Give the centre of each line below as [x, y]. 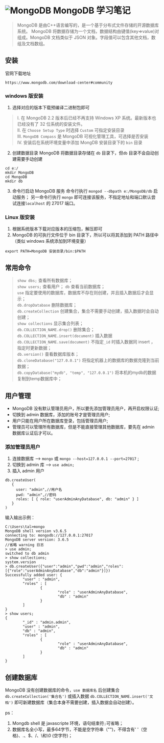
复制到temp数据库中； [39, 379]
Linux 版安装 [20, 217]
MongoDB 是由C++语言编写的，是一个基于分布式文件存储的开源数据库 [88, 25]
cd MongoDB [16, 177]
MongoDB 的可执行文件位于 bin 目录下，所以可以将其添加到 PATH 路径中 [85, 235]
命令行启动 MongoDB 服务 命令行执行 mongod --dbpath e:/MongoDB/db [82, 191]
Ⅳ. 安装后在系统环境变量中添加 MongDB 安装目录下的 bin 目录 [80, 143]
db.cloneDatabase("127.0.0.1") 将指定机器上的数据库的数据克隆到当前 [88, 360]
